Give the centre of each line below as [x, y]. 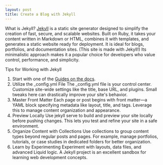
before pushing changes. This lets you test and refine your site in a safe [85, 121]
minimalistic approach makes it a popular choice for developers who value [80, 54]
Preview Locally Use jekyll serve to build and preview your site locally [82, 115]
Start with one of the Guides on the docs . [54, 79]
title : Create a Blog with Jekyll [41, 14]
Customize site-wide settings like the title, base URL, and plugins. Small [84, 89]
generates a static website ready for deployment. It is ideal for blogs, [75, 44]
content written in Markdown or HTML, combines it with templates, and [77, 39]
